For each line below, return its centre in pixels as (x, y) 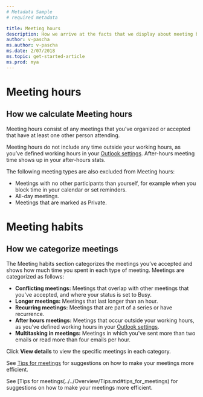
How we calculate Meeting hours (69, 115)
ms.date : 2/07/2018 (31, 51)
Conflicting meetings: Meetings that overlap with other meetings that (102, 288)
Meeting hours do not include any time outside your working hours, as (94, 147)
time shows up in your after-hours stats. (56, 160)
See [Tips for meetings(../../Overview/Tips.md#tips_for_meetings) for (92, 381)
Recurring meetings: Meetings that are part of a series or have (94, 307)
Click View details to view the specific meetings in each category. (89, 351)
